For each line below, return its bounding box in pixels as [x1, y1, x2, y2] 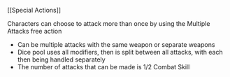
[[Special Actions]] [7, 6, 62, 14]
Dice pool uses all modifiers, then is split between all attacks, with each [17, 48, 223, 56]
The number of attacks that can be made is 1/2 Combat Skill [17, 63, 190, 71]
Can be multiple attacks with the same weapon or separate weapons [17, 41, 215, 48]
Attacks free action [7, 27, 62, 35]
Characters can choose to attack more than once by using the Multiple [7, 20, 210, 27]
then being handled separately [17, 55, 106, 64]
